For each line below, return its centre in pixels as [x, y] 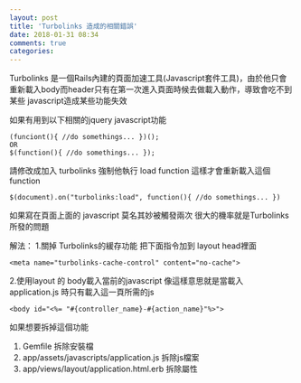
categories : [32, 51]
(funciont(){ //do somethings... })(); [85, 137]
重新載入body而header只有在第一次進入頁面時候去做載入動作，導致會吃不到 [150, 89]
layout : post [34, 18]
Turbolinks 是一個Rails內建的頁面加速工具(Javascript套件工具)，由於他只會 [148, 79]
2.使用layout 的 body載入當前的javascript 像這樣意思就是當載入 [127, 281]
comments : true [38, 43]
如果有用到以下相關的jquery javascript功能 [88, 120]
